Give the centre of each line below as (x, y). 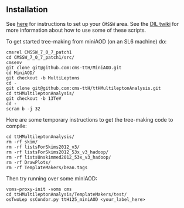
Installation (27, 10)
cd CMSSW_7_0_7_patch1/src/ (40, 57)
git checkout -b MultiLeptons (43, 78)
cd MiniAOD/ (21, 73)
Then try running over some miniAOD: (52, 178)
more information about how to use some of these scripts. (76, 30)
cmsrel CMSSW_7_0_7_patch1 (39, 52)
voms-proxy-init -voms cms (39, 189)
